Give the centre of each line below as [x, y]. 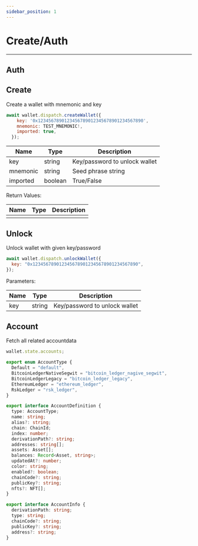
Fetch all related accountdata [41, 341]
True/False [87, 181]
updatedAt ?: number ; [37, 461]
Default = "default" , [38, 368]
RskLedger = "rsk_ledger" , [44, 390]
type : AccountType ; [35, 412]
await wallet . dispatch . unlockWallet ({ [54, 259]
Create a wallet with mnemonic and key [54, 104]
